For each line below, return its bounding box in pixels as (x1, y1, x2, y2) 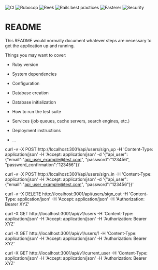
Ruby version (12, 61, 39, 67)
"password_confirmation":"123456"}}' (5, 162, 81, 168)
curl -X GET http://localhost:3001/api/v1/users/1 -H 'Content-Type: (5, 230, 137, 236)
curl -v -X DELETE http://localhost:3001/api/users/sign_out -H (5, 191, 128, 197)
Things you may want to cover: (5, 52, 67, 58)
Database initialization (12, 99, 57, 105)
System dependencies (12, 71, 57, 77)
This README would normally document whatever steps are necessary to (5, 37, 152, 43)
